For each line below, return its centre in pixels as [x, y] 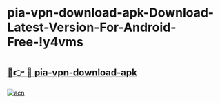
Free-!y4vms [46, 42]
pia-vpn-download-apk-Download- [111, 13]
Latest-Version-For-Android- [92, 27]
